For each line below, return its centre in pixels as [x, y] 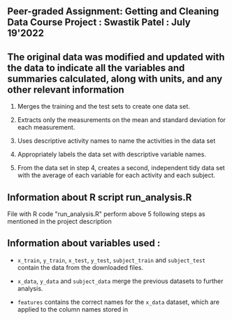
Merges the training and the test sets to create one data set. [103, 107]
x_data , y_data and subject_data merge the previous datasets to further [120, 281]
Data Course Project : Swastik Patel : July [99, 23]
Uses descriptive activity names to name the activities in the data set [116, 141]
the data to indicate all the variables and [96, 68]
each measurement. [46, 128]
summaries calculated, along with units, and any [115, 78]
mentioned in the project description [59, 222]
